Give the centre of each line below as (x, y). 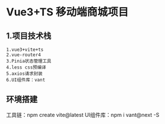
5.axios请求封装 (24, 74)
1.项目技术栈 (29, 36)
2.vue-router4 (24, 55)
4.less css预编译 (26, 67)
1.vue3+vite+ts (25, 50)
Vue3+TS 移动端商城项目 (67, 12)
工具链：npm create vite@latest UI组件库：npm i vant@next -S (83, 115)
